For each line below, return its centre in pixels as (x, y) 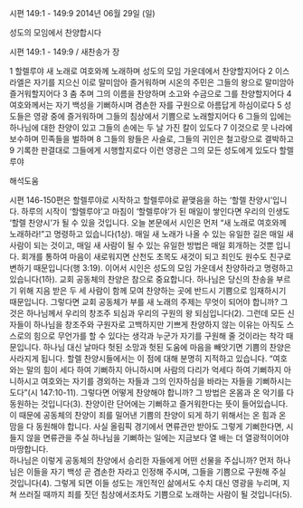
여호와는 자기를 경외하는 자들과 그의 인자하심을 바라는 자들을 (147, 381)
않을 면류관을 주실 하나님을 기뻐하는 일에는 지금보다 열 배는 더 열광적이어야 (157, 438)
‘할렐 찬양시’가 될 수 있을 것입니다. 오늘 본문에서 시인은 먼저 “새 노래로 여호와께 (148, 223)
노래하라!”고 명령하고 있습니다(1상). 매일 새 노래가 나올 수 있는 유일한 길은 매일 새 (151, 234)
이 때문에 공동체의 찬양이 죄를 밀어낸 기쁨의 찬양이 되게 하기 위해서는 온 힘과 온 (148, 415)
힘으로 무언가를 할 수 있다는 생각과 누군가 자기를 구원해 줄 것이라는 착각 (159, 336)
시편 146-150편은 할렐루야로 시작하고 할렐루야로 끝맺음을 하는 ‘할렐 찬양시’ (141, 200)
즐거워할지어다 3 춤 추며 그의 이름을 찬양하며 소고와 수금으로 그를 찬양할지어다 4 (151, 94)
